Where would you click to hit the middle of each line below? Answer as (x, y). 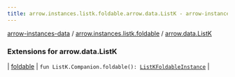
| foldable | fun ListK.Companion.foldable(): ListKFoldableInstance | (108, 66)
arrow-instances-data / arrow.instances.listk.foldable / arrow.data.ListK (109, 33)
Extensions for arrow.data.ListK (62, 51)
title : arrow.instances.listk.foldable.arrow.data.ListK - (95, 14)
